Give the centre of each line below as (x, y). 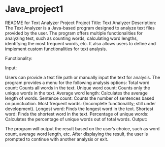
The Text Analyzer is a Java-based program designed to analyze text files (80, 28)
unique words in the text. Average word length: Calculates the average (76, 93)
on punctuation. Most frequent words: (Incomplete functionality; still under (81, 103)
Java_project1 (34, 9)
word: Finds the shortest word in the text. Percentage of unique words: (77, 114)
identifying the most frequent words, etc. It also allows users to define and (81, 43)
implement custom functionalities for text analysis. (56, 49)
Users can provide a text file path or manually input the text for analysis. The (83, 77)
